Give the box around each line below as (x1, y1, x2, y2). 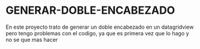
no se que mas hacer (5, 36, 58, 43)
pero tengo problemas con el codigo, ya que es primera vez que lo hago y (5, 29, 189, 36)
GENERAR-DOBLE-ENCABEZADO (5, 4, 175, 17)
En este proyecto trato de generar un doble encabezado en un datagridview (5, 23, 194, 30)
